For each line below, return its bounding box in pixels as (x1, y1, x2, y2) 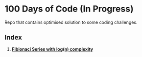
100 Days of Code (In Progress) (4, 3, 134, 14)
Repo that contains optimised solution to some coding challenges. (4, 19, 138, 25)
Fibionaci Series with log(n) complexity (11, 46, 94, 52)
